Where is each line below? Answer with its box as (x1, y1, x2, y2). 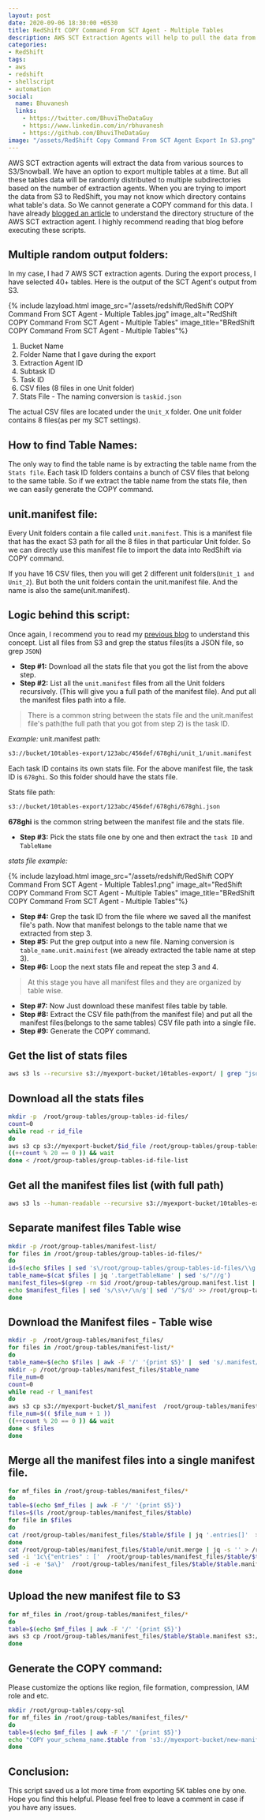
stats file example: (8, 856, 69, 865)
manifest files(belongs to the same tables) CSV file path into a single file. (19, 1018, 256, 1027)
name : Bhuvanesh (15, 99, 69, 107)
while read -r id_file (8, 1127, 83, 1135)
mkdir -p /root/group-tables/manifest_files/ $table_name (8, 1365, 200, 1374)
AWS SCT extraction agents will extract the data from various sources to (8, 158, 244, 167)
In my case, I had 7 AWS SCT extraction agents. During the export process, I (8, 269, 256, 279)
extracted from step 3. (19, 929, 93, 938)
